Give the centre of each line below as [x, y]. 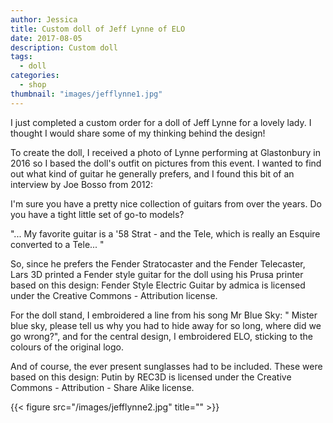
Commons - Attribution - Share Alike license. [102, 387]
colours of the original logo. [67, 347]
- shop [33, 85]
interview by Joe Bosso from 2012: [82, 184]
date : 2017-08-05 [46, 38]
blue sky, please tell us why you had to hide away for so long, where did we [166, 325]
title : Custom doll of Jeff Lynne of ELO [98, 29]
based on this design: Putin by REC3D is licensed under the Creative [151, 377]
